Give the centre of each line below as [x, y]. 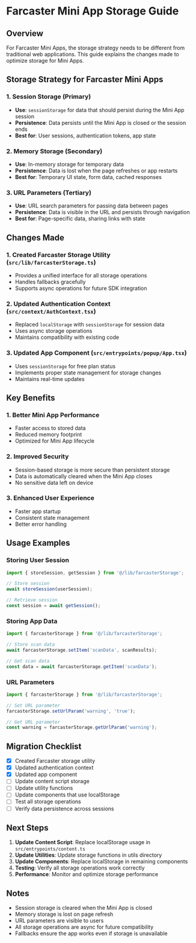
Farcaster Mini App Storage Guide [93, 11]
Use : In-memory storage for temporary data [69, 164]
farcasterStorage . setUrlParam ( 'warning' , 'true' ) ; [71, 711]
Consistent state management [52, 517]
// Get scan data [28, 661]
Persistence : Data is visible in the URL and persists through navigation [103, 212]
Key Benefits [31, 398]
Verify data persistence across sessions [64, 809]
